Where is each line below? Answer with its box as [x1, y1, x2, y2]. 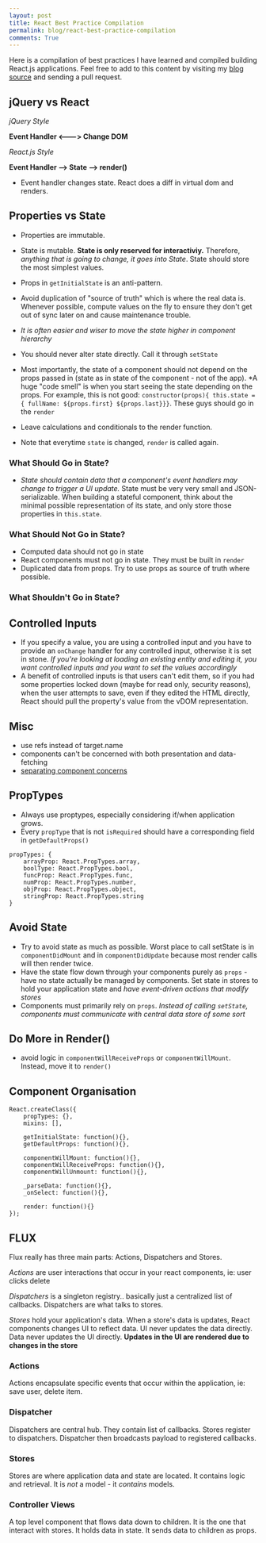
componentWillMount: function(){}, [23, 1154, 141, 1162]
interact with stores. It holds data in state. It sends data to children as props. [9, 1526, 256, 1535]
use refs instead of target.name [20, 741, 123, 750]
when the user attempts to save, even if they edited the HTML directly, [20, 688, 250, 698]
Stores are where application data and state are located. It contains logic [9, 1471, 246, 1480]
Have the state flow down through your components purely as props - [20, 967, 248, 977]
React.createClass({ [9, 1106, 78, 1114]
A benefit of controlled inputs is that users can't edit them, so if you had [20, 671, 255, 681]
